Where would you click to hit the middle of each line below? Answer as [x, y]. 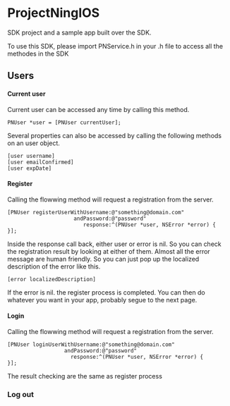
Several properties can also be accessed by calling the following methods [115, 135]
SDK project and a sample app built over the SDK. [79, 32]
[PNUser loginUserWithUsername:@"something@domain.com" [91, 344]
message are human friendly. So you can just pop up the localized [103, 259]
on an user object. [34, 143]
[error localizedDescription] [52, 279]
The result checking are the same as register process [85, 376]
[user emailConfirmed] [41, 162]
